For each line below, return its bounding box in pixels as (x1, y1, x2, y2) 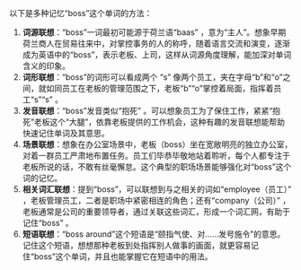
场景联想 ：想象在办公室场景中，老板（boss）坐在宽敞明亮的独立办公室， (22, 139, 293, 150)
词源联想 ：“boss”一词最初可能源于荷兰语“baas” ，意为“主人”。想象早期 (22, 27, 287, 38)
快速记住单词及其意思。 (22, 128, 110, 138)
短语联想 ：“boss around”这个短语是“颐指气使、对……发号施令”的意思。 (22, 229, 286, 240)
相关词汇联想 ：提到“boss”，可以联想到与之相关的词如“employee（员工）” (22, 184, 292, 195)
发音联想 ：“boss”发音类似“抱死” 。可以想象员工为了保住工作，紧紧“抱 (22, 106, 281, 116)
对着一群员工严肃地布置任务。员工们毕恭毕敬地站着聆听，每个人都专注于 (22, 151, 290, 161)
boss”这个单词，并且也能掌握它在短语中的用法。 (33, 251, 213, 262)
